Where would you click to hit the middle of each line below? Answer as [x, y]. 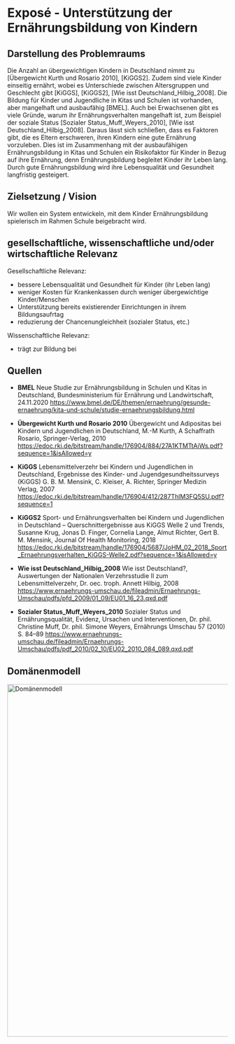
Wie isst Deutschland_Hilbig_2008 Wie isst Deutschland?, [102, 568]
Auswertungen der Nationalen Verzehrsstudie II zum [93, 576]
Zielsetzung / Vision [52, 197]
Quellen [24, 371]
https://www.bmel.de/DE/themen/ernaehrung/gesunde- [130, 403]
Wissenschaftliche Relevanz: [49, 335]
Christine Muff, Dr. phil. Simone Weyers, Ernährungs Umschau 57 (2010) [121, 627]
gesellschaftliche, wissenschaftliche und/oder [111, 243]
